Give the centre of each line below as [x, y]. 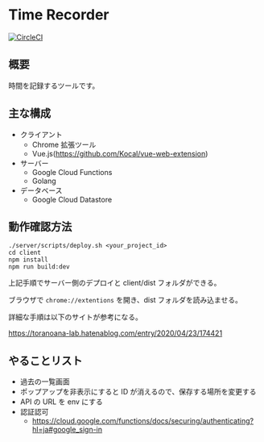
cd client [25, 253]
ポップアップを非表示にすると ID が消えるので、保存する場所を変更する [138, 392]
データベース [41, 190]
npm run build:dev [39, 267]
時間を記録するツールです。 [54, 85]
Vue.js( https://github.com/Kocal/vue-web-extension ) [120, 153]
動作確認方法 [40, 226]
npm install [28, 260]
